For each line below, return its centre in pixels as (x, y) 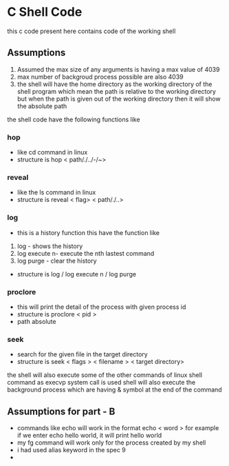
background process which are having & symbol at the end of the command (115, 389)
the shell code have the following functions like (74, 119)
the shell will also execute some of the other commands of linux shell (105, 375)
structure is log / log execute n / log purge (76, 274)
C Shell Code (45, 12)
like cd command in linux (52, 152)
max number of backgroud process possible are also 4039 (100, 77)
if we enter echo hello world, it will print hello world (89, 436)
